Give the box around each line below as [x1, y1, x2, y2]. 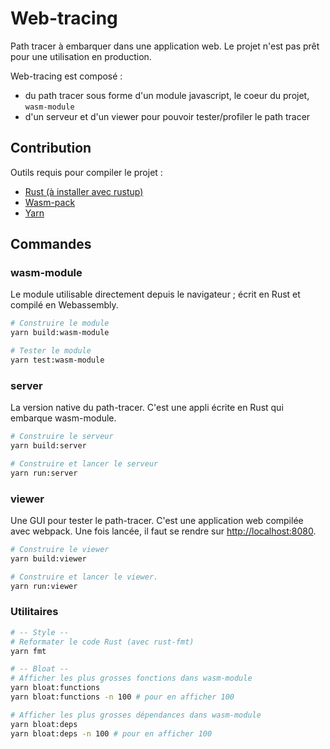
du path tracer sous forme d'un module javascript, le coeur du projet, [24, 89, 310, 101]
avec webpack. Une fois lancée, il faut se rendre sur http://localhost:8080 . [10, 525, 317, 537]
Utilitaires [10, 605, 59, 619]
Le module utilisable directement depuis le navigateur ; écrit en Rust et [10, 288, 301, 301]
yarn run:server [10, 468, 78, 478]
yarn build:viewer [10, 553, 87, 564]
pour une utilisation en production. [10, 50, 152, 62]
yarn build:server [10, 441, 87, 451]
